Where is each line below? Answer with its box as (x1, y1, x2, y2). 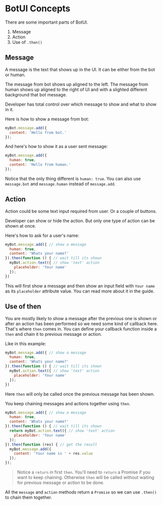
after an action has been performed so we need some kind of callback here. (5, 321, 158, 327)
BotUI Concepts (5, 3, 70, 14)
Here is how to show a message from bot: (5, 116, 90, 122)
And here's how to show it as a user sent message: (5, 144, 108, 149)
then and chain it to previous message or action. (5, 331, 102, 337)
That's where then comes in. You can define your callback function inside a (5, 326, 157, 332)
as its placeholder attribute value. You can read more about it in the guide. (5, 288, 155, 294)
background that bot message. (5, 91, 67, 97)
